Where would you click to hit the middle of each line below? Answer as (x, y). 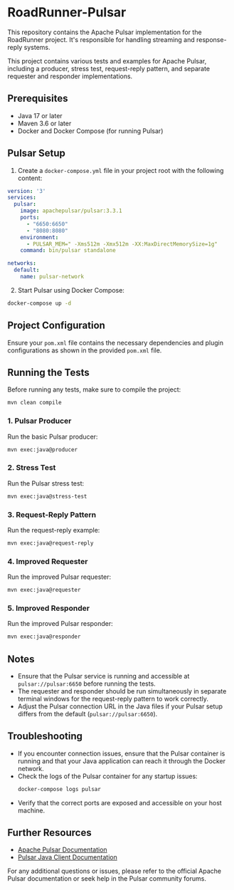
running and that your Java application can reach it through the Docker (122, 761)
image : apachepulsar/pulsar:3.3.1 (71, 211)
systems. (37, 47)
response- (212, 39)
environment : (39, 237)
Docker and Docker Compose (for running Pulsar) (90, 131)
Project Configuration (56, 326)
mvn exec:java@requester (44, 590)
